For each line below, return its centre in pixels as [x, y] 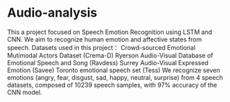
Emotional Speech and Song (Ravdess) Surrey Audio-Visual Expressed [108, 62]
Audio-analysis [52, 13]
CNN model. [25, 92]
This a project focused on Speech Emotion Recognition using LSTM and [110, 32]
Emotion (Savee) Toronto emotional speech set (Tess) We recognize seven [114, 70]
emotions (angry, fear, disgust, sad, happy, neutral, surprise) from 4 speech [115, 77]
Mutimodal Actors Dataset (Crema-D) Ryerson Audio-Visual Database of [110, 55]
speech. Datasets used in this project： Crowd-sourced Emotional [101, 47]
